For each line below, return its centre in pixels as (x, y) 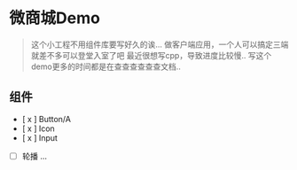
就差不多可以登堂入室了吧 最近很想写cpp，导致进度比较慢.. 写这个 (151, 55)
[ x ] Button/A (46, 119)
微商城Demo (55, 18)
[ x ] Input (39, 137)
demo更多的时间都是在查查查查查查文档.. (106, 66)
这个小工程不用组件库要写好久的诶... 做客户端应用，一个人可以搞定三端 (160, 44)
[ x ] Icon (38, 128)
